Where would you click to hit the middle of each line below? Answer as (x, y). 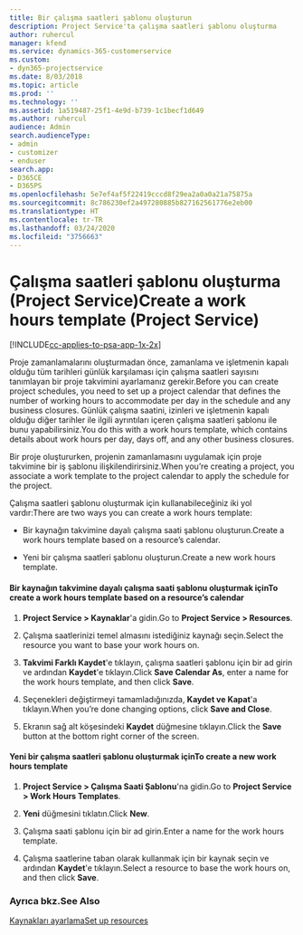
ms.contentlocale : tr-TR (56, 219)
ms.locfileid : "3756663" (56, 236)
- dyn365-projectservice (56, 69)
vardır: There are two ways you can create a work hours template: (131, 513)
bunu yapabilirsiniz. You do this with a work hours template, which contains (148, 430)
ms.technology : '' (44, 102)
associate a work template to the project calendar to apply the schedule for (149, 476)
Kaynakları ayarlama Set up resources (79, 921)
